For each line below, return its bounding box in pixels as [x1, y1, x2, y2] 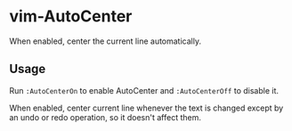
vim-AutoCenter [9, 6, 133, 27]
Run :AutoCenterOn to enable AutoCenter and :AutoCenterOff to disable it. [9, 85, 279, 95]
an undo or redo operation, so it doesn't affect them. [9, 111, 202, 122]
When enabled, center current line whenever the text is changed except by [9, 102, 284, 113]
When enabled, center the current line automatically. [9, 36, 202, 46]
